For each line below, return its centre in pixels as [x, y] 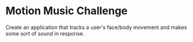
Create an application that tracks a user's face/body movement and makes [96, 27]
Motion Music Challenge [67, 11]
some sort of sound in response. [45, 33]
